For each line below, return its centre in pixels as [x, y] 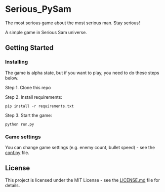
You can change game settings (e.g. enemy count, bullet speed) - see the [80, 147]
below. [12, 78]
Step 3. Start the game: [29, 115]
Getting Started [29, 48]
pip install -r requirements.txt [40, 106]
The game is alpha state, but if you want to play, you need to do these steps [82, 73]
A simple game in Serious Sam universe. [46, 32]
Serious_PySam [38, 9]
